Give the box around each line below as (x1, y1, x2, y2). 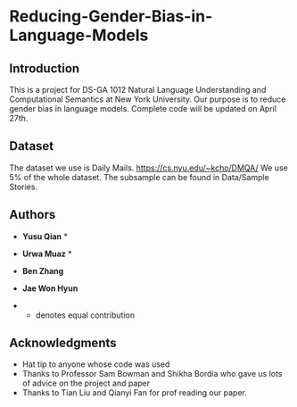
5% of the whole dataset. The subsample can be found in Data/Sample (9, 171, 269, 182)
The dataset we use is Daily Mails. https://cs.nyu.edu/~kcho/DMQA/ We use (9, 162, 288, 173)
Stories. (9, 181, 38, 192)
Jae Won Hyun (21, 283, 78, 294)
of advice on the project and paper (21, 378, 151, 389)
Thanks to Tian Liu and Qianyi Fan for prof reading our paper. (21, 387, 247, 398)
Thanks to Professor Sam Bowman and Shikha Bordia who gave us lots (21, 369, 283, 379)
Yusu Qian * (21, 230, 69, 242)
